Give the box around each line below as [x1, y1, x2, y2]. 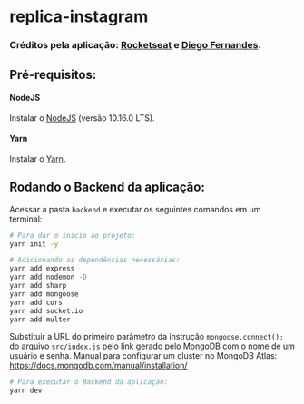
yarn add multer [9, 315, 71, 324]
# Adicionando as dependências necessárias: [9, 256, 181, 265]
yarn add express [9, 264, 75, 273]
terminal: [9, 213, 43, 224]
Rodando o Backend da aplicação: [9, 180, 206, 195]
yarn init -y [9, 239, 59, 249]
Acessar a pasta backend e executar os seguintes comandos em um [9, 203, 261, 214]
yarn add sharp [9, 281, 67, 291]
